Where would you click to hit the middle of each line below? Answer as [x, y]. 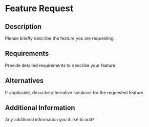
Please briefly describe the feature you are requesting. [60, 38]
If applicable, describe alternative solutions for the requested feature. [75, 92]
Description [23, 27]
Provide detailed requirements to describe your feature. [61, 65]
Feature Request [39, 9]
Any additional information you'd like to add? [50, 120]
